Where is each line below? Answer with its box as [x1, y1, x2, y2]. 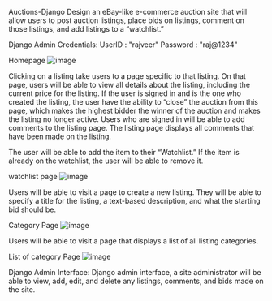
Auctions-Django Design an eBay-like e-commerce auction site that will [8, 7, 248, 16]
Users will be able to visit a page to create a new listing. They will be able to [8, 187, 261, 197]
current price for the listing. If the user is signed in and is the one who [8, 88, 242, 98]
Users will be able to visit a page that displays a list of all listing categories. [8, 236, 259, 246]
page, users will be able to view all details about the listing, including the [8, 80, 250, 89]
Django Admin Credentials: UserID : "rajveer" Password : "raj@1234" [8, 40, 238, 49]
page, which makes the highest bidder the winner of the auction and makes [8, 105, 261, 115]
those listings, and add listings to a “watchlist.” [8, 24, 164, 33]
